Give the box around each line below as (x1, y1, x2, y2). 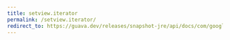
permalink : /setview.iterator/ (7, 16, 97, 23)
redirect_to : (7, 22, 44, 29)
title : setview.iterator (7, 9, 78, 17)
